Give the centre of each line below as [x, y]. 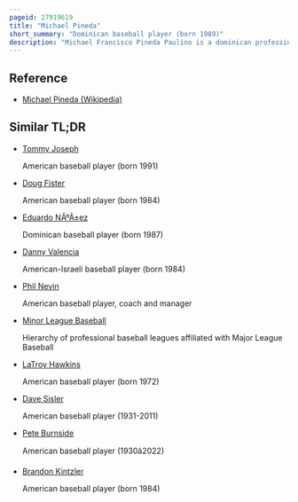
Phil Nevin [40, 286]
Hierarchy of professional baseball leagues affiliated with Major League [152, 337]
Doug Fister [43, 183]
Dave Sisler [43, 398]
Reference [39, 78]
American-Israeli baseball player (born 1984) [104, 269]
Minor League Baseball [64, 320]
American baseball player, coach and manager [107, 303]
